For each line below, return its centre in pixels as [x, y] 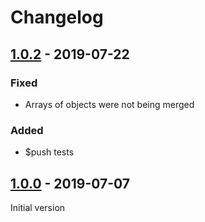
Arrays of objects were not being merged [109, 104]
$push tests [49, 152]
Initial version [38, 207]
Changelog [57, 17]
